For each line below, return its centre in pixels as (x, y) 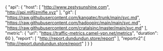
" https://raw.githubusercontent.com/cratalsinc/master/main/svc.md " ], (76, 28)
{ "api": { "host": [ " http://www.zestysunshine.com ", (57, 7)
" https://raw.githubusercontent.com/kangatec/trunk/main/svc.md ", (73, 17)
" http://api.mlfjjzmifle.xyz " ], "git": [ (41, 12)
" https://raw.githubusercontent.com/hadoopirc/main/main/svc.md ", (73, 23)
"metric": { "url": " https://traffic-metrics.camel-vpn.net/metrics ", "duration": (82, 33)
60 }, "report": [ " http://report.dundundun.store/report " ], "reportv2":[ (75, 38)
